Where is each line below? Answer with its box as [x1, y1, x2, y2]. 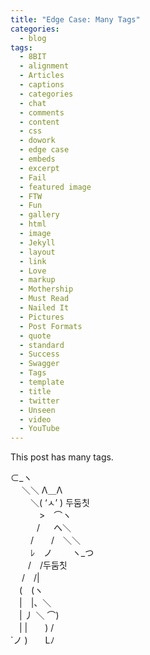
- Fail [19, 172, 47, 183]
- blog [19, 33, 47, 43]
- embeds [19, 154, 56, 164]
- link [19, 256, 47, 266]
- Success [19, 349, 60, 360]
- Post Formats [19, 321, 83, 331]
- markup [19, 275, 56, 285]
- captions [19, 80, 65, 90]
